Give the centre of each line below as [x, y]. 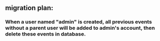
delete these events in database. [46, 34]
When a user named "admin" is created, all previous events [79, 22]
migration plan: [29, 8]
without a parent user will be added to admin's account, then [80, 28]
